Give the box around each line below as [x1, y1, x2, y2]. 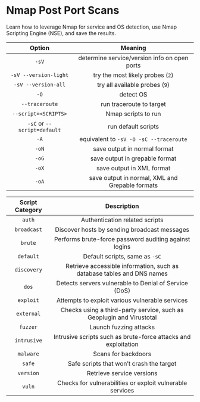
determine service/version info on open [78, 54, 189, 62]
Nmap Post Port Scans [6, 4, 120, 17]
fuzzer [18, 323, 38, 331]
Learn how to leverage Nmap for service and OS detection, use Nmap [6, 23, 177, 30]
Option [29, 43, 49, 52]
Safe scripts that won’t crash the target [67, 359, 177, 367]
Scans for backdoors [93, 350, 152, 358]
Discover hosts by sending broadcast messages [55, 225, 189, 233]
